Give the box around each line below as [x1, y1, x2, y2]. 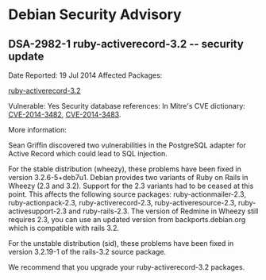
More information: [8, 125, 67, 134]
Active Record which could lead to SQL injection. [8, 149, 168, 158]
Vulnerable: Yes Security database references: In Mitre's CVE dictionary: [8, 102, 246, 110]
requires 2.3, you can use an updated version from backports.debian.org [8, 215, 246, 224]
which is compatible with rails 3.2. [8, 224, 120, 232]
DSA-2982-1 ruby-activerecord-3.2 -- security [8, 37, 244, 51]
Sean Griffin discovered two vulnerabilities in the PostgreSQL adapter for [8, 140, 246, 150]
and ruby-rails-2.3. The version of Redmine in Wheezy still [68, 206, 259, 216]
